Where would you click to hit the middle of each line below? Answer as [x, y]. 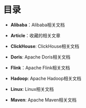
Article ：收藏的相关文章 [35, 35]
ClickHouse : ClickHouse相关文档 [45, 46]
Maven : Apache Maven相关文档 [44, 100]
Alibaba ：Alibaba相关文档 [37, 25]
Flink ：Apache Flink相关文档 [40, 68]
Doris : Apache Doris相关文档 [40, 57]
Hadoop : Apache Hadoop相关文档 [46, 78]
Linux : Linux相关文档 [32, 89]
